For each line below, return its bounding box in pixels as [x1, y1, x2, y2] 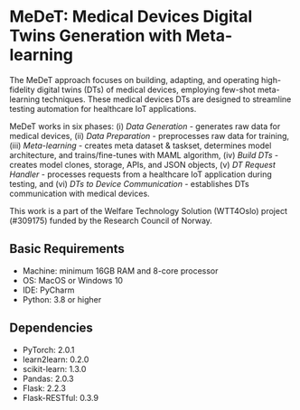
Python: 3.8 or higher [22, 294, 102, 304]
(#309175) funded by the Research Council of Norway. [9, 215, 212, 226]
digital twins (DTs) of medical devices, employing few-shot [36, 84, 256, 95]
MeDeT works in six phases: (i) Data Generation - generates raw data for [9, 120, 281, 132]
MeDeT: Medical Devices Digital [9, 6, 253, 27]
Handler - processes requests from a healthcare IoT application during [9, 169, 273, 180]
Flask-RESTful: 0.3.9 [22, 392, 99, 403]
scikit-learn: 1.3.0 [22, 363, 87, 374]
